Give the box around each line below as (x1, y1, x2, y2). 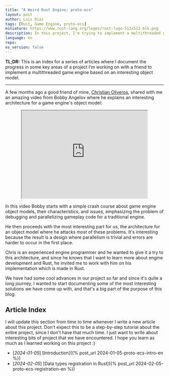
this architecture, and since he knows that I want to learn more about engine (5, 254, 163, 260)
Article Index (5, 306, 47, 314)
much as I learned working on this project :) (5, 340, 96, 346)
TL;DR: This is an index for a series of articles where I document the (5, 58, 147, 64)
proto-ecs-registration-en (12, 366, 66, 372)
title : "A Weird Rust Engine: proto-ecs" (5, 7, 94, 13)
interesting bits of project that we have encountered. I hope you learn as (5, 335, 155, 341)
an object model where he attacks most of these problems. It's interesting (5, 229, 158, 235)
